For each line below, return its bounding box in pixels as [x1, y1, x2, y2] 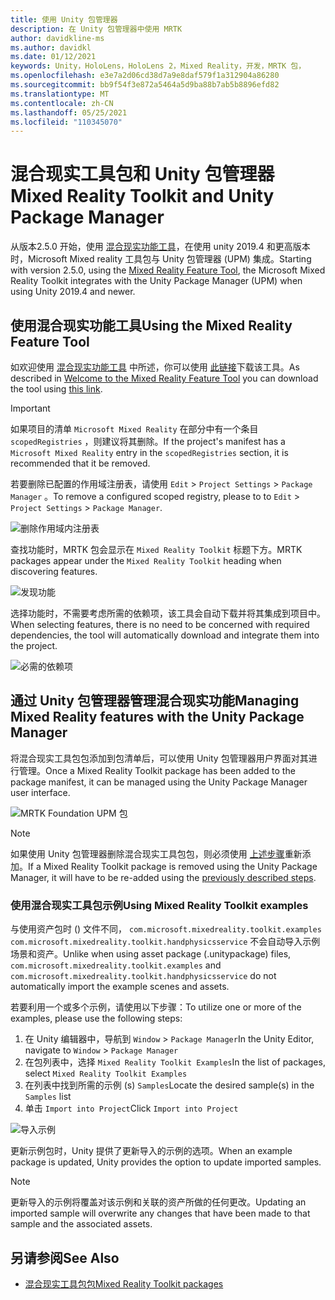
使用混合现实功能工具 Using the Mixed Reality [10, 317, 293, 334]
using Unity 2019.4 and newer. [10, 286, 136, 298]
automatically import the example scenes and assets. [10, 981, 230, 993]
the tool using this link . [10, 383, 103, 395]
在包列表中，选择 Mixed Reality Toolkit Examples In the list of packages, [24, 1056, 326, 1068]
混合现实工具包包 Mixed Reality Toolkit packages [24, 1277, 224, 1290]
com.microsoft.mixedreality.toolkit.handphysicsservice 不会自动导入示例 [10, 936, 321, 948]
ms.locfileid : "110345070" [10, 117, 123, 127]
